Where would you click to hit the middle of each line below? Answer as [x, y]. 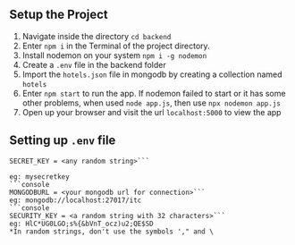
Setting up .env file [63, 141]
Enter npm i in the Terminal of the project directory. [116, 46]
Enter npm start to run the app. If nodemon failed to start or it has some [154, 93]
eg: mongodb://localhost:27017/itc [76, 200]
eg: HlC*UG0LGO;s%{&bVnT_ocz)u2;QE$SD [81, 224]
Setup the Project [59, 15]
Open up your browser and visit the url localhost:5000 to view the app [152, 112]
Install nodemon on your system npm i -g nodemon [114, 55]
